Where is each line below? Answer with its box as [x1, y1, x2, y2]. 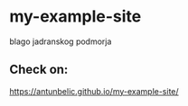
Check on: [9, 62, 69, 77]
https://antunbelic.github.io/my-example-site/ [9, 85, 179, 96]
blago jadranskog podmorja [9, 36, 112, 47]
